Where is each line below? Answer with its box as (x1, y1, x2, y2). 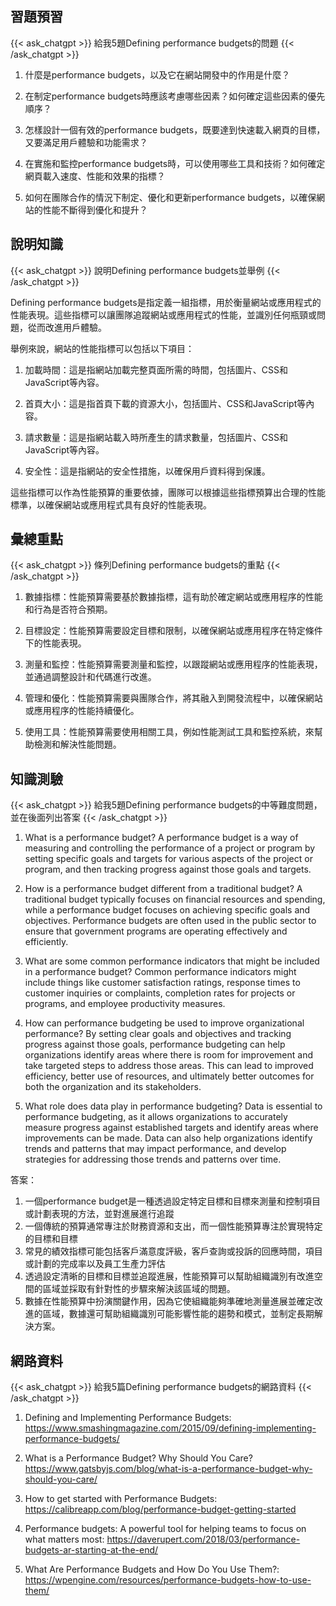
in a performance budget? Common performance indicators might (24, 966, 297, 978)
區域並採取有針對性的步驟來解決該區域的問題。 (42, 1283, 236, 1295)
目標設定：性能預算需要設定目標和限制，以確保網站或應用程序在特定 (24, 625, 306, 637)
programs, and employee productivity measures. (24, 998, 226, 1010)
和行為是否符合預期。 (24, 603, 113, 616)
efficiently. (24, 936, 69, 948)
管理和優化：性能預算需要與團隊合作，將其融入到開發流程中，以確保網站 (24, 692, 323, 704)
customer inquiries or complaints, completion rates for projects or (24, 987, 296, 999)
